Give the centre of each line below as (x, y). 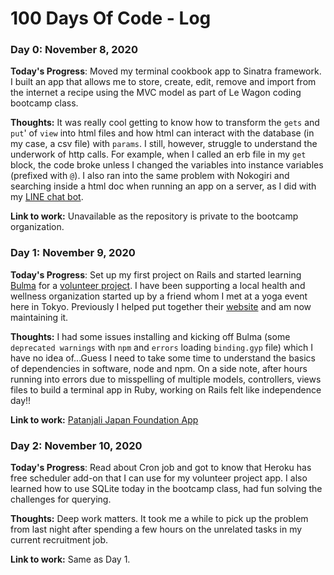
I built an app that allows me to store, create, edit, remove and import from (163, 82)
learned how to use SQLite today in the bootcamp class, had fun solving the (166, 489)
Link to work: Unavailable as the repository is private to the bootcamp (154, 216)
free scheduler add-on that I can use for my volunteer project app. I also (159, 478)
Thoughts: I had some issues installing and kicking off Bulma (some (150, 336)
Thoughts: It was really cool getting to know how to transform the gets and (165, 123)
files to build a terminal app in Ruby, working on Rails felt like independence (166, 389)
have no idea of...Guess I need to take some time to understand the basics (163, 358)
